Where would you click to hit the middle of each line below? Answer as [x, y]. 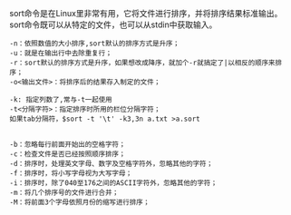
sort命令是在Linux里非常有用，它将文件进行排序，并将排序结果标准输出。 [146, 13]
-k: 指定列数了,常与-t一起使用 [61, 100]
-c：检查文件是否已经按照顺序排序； [68, 154]
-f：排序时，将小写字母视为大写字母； [71, 173]
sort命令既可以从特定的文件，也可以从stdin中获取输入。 [113, 24]
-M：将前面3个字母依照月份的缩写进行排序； [80, 202]
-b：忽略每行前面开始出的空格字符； [68, 144]
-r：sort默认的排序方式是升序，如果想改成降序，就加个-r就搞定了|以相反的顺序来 [142, 63]
